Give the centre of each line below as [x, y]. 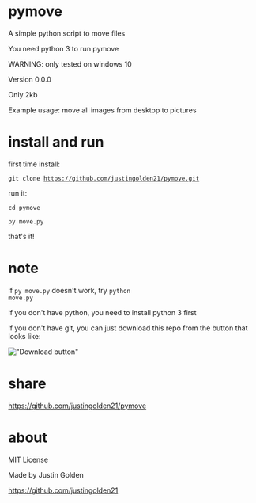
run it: [18, 193]
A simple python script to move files [67, 33]
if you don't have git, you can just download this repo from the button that [128, 328]
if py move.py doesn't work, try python [70, 290]
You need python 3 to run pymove [64, 48]
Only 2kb [23, 94]
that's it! [21, 236]
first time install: [34, 164]
